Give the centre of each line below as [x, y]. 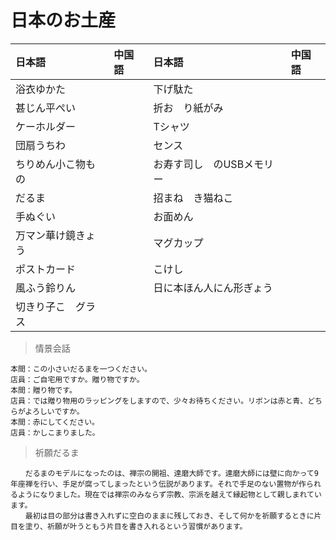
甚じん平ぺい [46, 108]
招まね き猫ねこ [193, 198]
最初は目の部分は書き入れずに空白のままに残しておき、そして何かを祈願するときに [169, 516]
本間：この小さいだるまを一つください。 [81, 369]
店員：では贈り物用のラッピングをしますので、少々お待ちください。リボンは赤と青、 [159, 401]
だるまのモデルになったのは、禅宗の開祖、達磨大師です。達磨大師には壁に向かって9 [171, 473]
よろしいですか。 [54, 411]
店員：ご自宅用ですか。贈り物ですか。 [77, 379]
